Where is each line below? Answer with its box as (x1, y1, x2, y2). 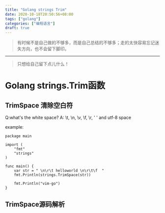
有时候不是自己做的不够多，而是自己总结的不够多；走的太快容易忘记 (17, 40, 155, 46)
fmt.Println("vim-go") (14, 181, 60, 186)
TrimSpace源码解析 (5, 200, 65, 209)
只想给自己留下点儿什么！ (17, 61, 69, 67)
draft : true (5, 26, 29, 31)
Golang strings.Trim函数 (5, 80, 106, 91)
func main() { (5, 164, 34, 169)
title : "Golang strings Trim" (5, 7, 67, 12)
